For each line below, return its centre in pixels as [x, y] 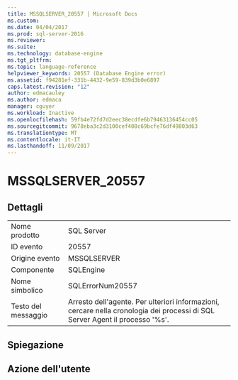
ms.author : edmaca [34, 100]
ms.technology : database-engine [55, 54]
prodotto [25, 235]
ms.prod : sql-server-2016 [45, 34]
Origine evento [35, 259]
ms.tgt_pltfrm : [30, 60]
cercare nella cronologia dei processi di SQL [141, 311]
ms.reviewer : [27, 40]
